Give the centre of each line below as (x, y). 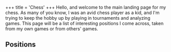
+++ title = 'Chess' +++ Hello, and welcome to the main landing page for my (86, 7)
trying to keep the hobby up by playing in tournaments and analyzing (78, 18)
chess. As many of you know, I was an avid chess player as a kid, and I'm (82, 13)
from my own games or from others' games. (52, 29)
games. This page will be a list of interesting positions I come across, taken (84, 23)
